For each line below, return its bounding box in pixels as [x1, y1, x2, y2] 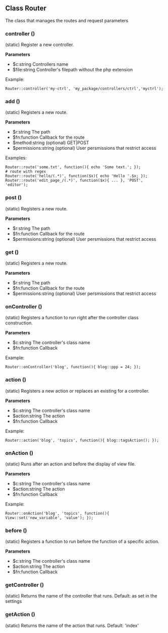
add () [5, 98, 20, 105]
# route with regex [5, 169, 46, 174]
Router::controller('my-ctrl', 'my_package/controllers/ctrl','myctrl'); [5, 86, 164, 92]
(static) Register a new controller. [5, 41, 74, 48]
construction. [5, 320, 33, 326]
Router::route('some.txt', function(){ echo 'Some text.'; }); [5, 164, 141, 170]
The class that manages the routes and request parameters [5, 17, 129, 23]
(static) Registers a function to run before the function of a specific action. [5, 538, 160, 544]
